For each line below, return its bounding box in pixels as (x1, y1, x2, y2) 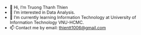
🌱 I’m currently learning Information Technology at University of (9, 15, 136, 20)
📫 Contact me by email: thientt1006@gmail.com (9, 25, 106, 30)
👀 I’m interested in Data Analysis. (9, 9, 75, 15)
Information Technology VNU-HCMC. (9, 19, 85, 25)
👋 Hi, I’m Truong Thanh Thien (9, 5, 68, 10)
